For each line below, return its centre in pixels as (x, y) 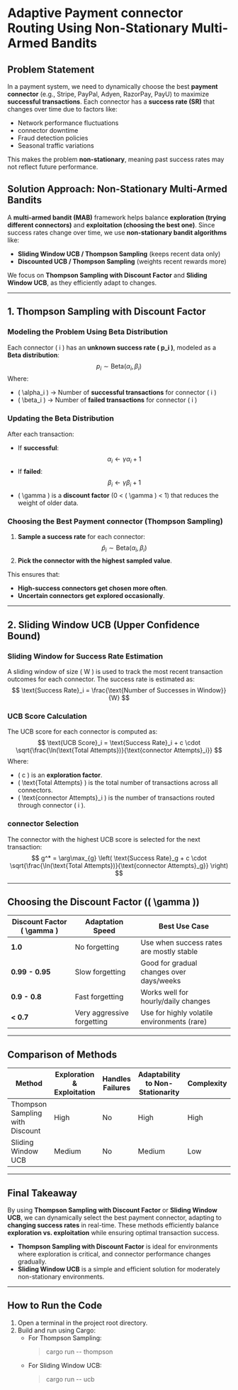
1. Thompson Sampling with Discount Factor (107, 311)
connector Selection (43, 824)
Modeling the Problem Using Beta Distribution (88, 332)
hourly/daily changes (176, 1001)
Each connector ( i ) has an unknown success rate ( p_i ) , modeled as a (112, 347)
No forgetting (97, 948)
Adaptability (159, 1075)
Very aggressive (102, 1013)
